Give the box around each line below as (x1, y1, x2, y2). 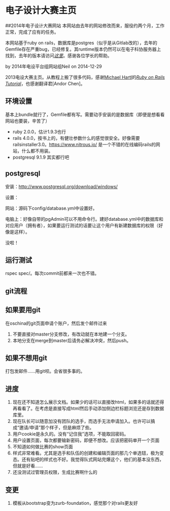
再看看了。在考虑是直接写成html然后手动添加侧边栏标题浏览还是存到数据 (12, 405, 164, 412)
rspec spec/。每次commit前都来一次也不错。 (5, 270, 99, 276)
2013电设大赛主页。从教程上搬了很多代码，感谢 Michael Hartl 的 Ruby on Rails (5, 74, 165, 80)
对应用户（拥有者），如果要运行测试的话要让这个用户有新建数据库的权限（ (5, 222, 159, 228)
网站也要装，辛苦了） (5, 118, 50, 124)
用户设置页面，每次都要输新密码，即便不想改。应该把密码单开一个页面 (12, 437, 160, 444)
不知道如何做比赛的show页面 (12, 444, 74, 450)
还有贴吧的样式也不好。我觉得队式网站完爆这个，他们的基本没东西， (21, 456, 164, 463)
